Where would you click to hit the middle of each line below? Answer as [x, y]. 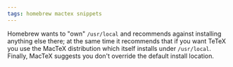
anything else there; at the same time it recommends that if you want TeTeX [117, 41]
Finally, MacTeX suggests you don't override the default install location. [111, 56]
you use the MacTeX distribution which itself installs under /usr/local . [109, 48]
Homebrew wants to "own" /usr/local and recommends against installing [114, 33]
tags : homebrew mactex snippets [55, 14]
